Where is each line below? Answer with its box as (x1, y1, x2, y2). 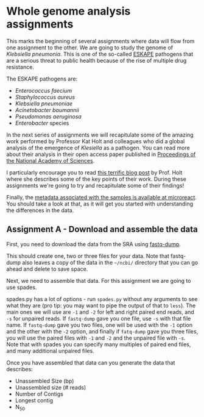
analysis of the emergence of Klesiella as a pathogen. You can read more (6, 144, 190, 151)
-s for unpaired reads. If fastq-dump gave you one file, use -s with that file (6, 315, 191, 322)
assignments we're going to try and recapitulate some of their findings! (6, 182, 185, 189)
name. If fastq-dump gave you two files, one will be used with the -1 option (6, 321, 193, 329)
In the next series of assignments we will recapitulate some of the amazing (6, 131, 194, 138)
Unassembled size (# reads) (15, 383, 86, 391)
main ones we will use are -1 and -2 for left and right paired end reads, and (6, 308, 195, 315)
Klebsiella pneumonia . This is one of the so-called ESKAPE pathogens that (6, 50, 194, 57)
